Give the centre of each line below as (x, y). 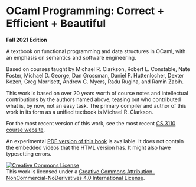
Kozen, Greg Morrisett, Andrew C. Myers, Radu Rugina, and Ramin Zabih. (95, 82)
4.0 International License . (114, 178)
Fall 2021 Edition (27, 40)
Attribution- (141, 171)
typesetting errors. (29, 154)
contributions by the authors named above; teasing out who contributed (94, 99)
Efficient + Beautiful (56, 23)
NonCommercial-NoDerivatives (44, 178)
